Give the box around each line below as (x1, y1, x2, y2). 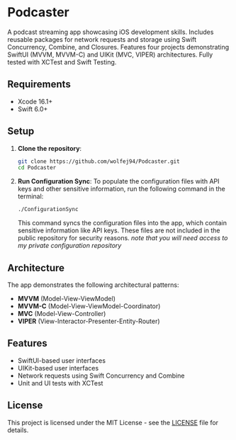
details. (7, 426, 29, 434)
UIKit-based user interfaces (17, 363, 99, 372)
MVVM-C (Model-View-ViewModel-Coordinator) (17, 302, 161, 310)
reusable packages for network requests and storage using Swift (7, 35, 197, 43)
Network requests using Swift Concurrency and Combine (17, 371, 185, 380)
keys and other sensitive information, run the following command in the (17, 185, 225, 193)
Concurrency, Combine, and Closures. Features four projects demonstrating (7, 43, 230, 51)
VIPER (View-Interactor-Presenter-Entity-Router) (17, 317, 161, 325)
